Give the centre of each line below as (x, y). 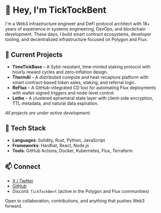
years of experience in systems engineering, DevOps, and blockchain (75, 29)
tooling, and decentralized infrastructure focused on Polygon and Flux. (77, 39)
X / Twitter (23, 181)
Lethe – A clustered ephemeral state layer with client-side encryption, (83, 98)
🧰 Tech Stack (26, 128)
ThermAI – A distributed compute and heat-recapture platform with (80, 77)
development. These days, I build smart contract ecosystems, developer (78, 34)
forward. (14, 206)
